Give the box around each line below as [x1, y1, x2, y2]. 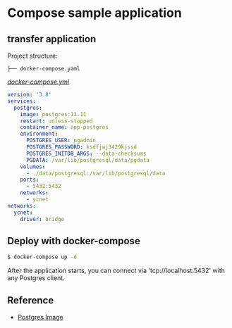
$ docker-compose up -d [7, 253, 78, 261]
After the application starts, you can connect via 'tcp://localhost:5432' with [7, 266, 226, 275]
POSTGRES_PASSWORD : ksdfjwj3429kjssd [25, 144, 138, 151]
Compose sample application [7, 5, 182, 21]
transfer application [7, 33, 97, 45]
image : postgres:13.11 [20, 111, 87, 118]
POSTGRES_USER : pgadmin [25, 137, 97, 144]
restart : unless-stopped [20, 118, 93, 125]
